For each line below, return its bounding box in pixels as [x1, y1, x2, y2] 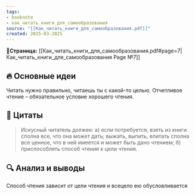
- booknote [6, 14, 33, 20]
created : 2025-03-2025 [6, 31, 63, 37]
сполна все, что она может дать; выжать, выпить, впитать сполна [20, 132, 190, 140]
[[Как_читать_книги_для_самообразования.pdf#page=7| [38, 47, 182, 54]
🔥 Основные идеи [6, 71, 76, 81]
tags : [6, 8, 20, 15]
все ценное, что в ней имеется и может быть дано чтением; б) [20, 138, 181, 146]
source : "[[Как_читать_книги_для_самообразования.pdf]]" [6, 25, 151, 32]
